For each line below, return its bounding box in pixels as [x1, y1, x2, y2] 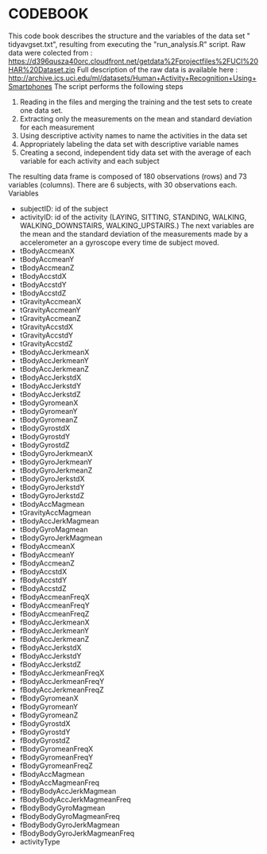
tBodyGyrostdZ [19, 440, 70, 450]
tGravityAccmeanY [19, 305, 81, 315]
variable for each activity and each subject [19, 156, 161, 165]
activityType [19, 837, 60, 846]
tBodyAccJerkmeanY [19, 355, 89, 365]
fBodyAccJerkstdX [19, 643, 82, 652]
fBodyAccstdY [19, 575, 68, 585]
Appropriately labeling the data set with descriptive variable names [19, 139, 239, 149]
